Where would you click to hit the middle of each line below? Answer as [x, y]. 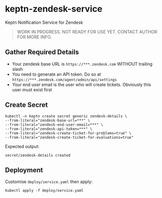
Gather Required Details [42, 52]
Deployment [24, 170]
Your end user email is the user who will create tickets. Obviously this [81, 84]
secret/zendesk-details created [38, 155]
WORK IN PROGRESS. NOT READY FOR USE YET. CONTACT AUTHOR [87, 32]
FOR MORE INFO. [34, 37]
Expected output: [22, 146]
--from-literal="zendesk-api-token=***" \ [49, 129]
